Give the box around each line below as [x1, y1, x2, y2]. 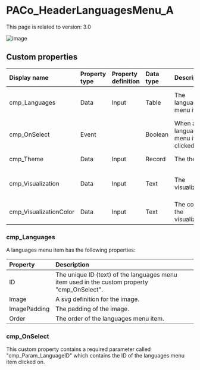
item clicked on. [6, 358, 45, 366]
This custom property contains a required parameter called [6, 346, 151, 353]
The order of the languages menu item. [55, 315, 165, 323]
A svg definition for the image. [55, 295, 140, 303]
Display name [9, 73, 49, 81]
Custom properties [6, 52, 78, 62]
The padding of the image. [55, 305, 130, 313]
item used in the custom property [55, 278, 149, 286]
